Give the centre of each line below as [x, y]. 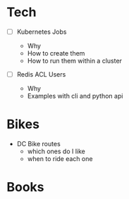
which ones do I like [56, 151]
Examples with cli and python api [75, 96]
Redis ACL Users [41, 74]
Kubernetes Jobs [42, 32]
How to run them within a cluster [75, 61]
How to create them [56, 53]
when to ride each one [60, 159]
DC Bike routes [38, 144]
